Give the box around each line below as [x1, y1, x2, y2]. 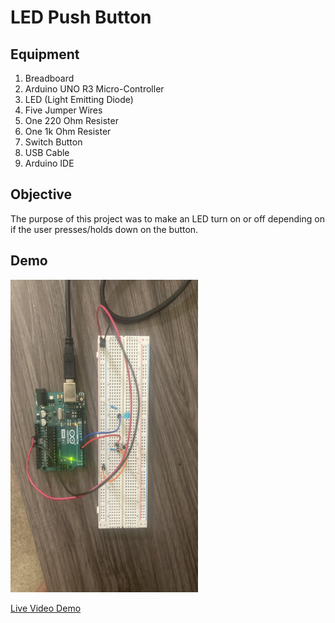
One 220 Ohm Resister [24, 115, 119, 126]
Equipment [10, 46, 80, 63]
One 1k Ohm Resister [24, 126, 112, 137]
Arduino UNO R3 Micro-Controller [24, 83, 165, 95]
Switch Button [24, 136, 83, 148]
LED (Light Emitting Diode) [24, 94, 134, 105]
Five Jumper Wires [24, 104, 103, 116]
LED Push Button [10, 6, 152, 29]
